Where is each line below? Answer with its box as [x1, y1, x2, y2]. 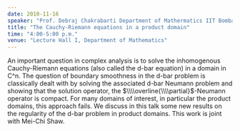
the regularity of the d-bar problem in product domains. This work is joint [7, 110, 222, 118]
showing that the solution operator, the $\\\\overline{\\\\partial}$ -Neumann [7, 87, 226, 95]
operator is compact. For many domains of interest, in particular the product [7, 94, 231, 103]
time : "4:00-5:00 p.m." [7, 30, 79, 38]
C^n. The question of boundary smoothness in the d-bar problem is [7, 72, 206, 80]
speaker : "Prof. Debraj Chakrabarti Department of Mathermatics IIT [7, 17, 216, 24]
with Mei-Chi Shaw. [7, 117, 65, 125]
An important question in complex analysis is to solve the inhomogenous [7, 56, 221, 65]
